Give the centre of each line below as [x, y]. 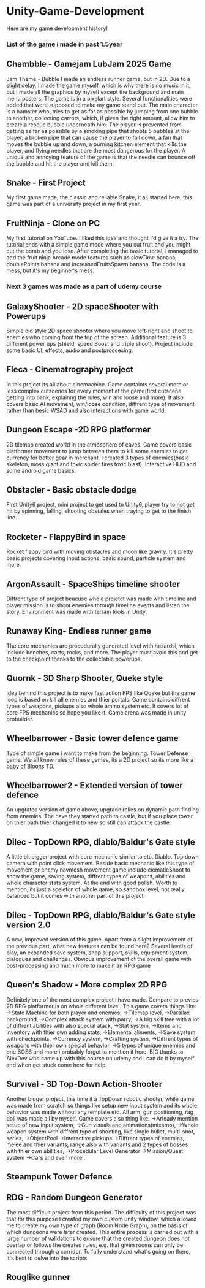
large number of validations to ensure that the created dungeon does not [98, 1238]
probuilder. [20, 719]
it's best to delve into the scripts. [47, 1258]
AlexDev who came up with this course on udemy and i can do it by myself [100, 1058]
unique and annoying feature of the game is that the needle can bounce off [101, 157]
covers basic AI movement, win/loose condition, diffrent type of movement [100, 404]
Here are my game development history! [57, 28]
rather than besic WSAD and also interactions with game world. [86, 410]
